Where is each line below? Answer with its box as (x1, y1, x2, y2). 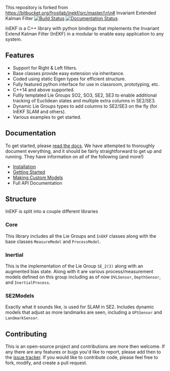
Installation (12, 163, 36, 169)
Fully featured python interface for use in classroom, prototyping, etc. (12, 81, 160, 87)
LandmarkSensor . (5, 315, 39, 321)
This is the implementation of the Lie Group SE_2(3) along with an (5, 263, 143, 269)
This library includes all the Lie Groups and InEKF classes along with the (5, 233, 157, 239)
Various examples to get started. (12, 114, 82, 120)
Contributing (5, 329, 47, 339)
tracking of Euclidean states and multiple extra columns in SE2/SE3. (12, 97, 156, 103)
